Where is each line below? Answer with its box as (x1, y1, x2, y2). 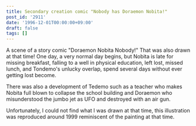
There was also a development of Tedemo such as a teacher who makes (6, 83, 183, 90)
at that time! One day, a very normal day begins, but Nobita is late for (6, 53, 174, 60)
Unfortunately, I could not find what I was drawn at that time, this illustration (6, 107, 191, 114)
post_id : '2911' (6, 14, 46, 20)
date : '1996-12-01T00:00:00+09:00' (6, 19, 94, 25)
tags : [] (6, 31, 28, 37)
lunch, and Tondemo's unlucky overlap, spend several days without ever (6, 65, 182, 72)
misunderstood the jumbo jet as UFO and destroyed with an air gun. (6, 95, 171, 103)
